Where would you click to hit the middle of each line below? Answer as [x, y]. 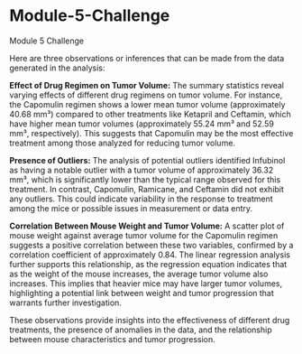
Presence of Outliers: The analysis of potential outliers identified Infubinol [147, 160]
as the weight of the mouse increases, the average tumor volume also [139, 274]
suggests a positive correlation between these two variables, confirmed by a [151, 245]
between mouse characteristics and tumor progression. [113, 339]
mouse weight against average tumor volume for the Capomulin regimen [144, 235]
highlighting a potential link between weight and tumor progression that [142, 293]
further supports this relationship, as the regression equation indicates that [148, 264]
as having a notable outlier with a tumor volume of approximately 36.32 [142, 170]
